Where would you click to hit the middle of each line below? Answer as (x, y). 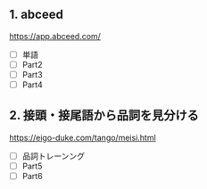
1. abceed (37, 15)
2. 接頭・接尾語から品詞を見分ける (104, 115)
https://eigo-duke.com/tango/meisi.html (83, 137)
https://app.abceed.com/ (55, 36)
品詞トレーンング (54, 156)
